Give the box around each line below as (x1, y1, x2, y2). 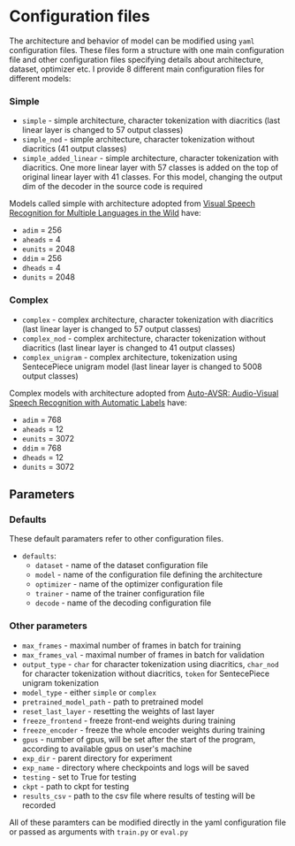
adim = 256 (21, 225, 63, 235)
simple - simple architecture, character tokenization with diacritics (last (21, 115, 281, 126)
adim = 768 (21, 414, 62, 425)
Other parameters (9, 619, 88, 632)
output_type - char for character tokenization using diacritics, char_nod (21, 658, 280, 669)
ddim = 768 (21, 442, 62, 453)
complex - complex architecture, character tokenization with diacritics (21, 314, 274, 325)
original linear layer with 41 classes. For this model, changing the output (21, 172, 283, 182)
